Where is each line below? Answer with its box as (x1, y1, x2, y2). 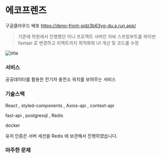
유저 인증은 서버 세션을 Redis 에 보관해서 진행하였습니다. (5, 132, 118, 139)
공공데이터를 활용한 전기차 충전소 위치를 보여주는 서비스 (5, 76, 116, 82)
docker (5, 122, 20, 128)
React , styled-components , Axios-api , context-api (5, 102, 114, 108)
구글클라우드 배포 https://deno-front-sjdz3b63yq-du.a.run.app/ (5, 22, 136, 29)
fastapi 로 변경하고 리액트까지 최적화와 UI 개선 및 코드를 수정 (17, 39, 139, 46)
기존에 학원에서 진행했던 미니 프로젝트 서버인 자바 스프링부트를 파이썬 (17, 33, 156, 39)
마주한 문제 (5, 147, 31, 154)
